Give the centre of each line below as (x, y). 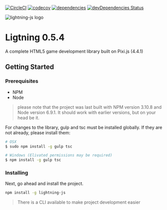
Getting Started (30, 67)
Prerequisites (22, 81)
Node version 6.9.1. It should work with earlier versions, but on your (86, 112)
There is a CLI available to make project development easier (79, 203)
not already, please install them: (38, 133)
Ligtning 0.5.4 (35, 38)
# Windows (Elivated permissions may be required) (59, 155)
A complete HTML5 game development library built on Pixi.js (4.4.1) (74, 51)
